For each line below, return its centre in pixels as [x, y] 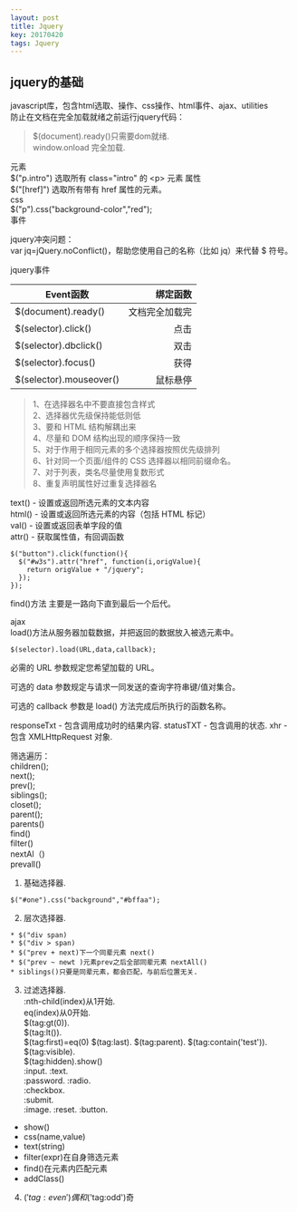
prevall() [26, 864]
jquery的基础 [47, 82]
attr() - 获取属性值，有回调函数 [67, 537]
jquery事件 [30, 270]
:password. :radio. [57, 1081]
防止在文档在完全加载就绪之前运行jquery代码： [97, 117]
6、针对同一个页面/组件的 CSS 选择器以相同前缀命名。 [134, 461]
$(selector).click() [53, 329]
